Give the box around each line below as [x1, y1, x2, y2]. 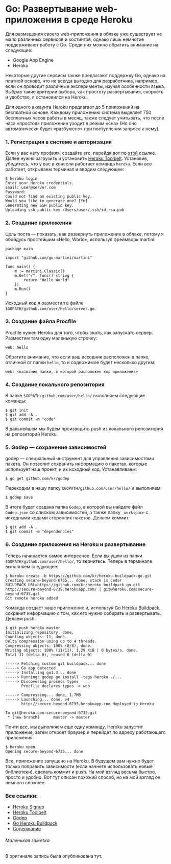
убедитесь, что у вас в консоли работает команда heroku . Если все [5, 161, 152, 167]
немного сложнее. [5, 779, 46, 785]
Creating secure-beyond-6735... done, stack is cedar [5, 578, 123, 583]
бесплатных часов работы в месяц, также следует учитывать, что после [5, 114, 164, 121]
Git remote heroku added [5, 595, 58, 601]
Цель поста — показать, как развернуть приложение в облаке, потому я [5, 231, 164, 237]
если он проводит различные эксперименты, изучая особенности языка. [5, 83, 166, 89]
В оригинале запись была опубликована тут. [5, 853, 103, 859]
